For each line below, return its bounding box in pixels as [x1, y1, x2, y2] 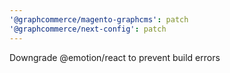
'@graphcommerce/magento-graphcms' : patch [9, 14, 189, 25]
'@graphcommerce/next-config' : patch [9, 24, 167, 34]
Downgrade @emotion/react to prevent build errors [9, 51, 221, 63]
